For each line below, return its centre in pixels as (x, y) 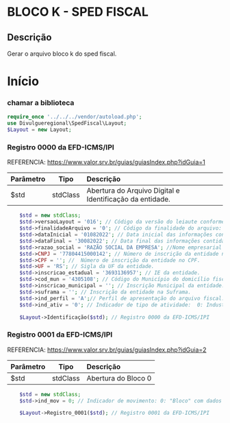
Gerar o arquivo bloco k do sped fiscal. (62, 53)
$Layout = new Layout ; (39, 130)
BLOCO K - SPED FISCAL (78, 12)
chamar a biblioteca (41, 103)
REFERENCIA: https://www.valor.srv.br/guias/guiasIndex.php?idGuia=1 (106, 162)
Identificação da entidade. (129, 200)
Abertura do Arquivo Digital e (133, 191)
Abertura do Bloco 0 (119, 378)
